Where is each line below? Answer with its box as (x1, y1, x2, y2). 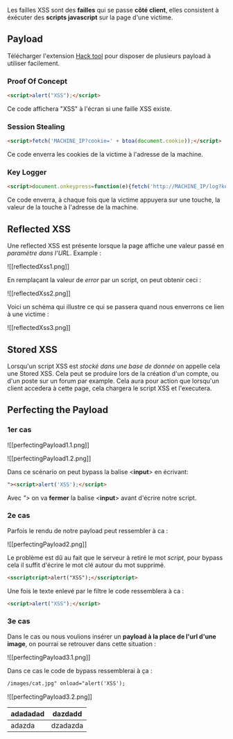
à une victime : (7, 310, 50, 318)
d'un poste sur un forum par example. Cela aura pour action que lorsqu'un (7, 376, 220, 385)
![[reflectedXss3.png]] (7, 324, 71, 332)
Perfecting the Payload (7, 404, 109, 416)
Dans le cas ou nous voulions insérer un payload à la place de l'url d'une (7, 632, 216, 641)
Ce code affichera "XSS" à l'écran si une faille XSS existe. (7, 104, 172, 113)
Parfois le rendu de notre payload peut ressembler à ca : (7, 526, 169, 534)
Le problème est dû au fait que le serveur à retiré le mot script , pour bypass (7, 553, 223, 562)
